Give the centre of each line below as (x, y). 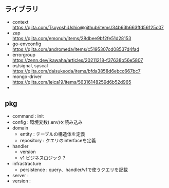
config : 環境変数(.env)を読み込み (47, 122)
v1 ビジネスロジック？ (43, 158)
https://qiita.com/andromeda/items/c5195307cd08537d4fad (76, 49)
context (20, 22)
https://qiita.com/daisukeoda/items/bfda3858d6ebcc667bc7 (76, 71)
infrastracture (27, 163)
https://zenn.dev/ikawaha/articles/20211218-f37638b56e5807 (78, 60)
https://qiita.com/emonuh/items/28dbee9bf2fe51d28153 (72, 38)
